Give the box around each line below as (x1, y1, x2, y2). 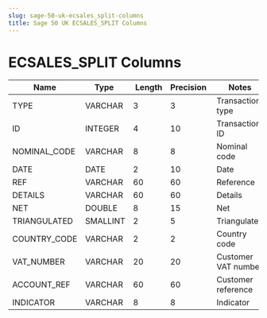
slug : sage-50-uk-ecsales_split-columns (8, 11, 145, 20)
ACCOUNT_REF (12, 279, 71, 290)
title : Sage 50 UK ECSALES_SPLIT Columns (8, 19, 148, 27)
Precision (170, 82, 207, 93)
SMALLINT (84, 215, 126, 227)
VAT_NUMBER (12, 256, 65, 267)
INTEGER (84, 123, 119, 134)
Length (134, 82, 163, 93)
